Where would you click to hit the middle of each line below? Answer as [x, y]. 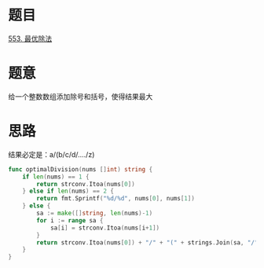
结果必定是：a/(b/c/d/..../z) [51, 154]
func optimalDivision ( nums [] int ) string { [81, 169]
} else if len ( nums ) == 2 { [68, 191]
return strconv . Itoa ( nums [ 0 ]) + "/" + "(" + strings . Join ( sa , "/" [147, 242]
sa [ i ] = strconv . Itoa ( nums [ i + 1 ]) [105, 228]
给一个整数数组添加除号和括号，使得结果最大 [81, 96]
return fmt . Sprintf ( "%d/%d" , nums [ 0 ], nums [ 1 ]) [115, 199]
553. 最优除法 [30, 39]
